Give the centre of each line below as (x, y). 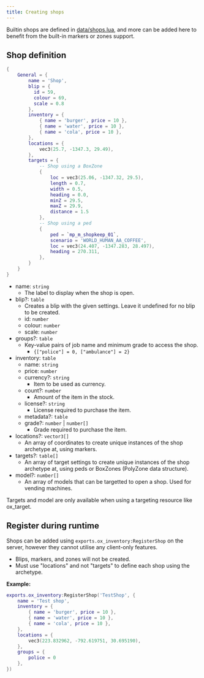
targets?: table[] (37, 455)
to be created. (42, 312)
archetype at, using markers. (61, 449)
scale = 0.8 (49, 104)
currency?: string (47, 377)
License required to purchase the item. (82, 410)
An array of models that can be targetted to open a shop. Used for (108, 481)
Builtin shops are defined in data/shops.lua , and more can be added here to (102, 29)
